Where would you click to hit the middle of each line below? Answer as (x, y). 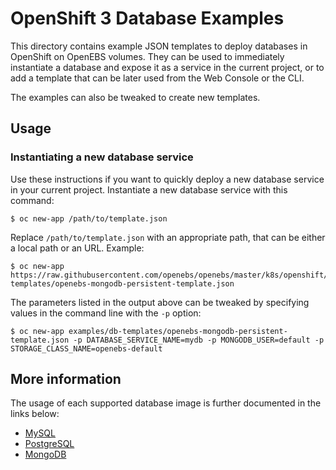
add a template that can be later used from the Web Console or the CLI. (157, 78)
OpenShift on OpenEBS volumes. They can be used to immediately (147, 56)
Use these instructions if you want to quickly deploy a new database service (167, 179)
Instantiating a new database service (102, 157)
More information (66, 379)
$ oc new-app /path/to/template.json (89, 218)
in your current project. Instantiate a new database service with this (149, 189)
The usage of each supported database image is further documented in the (166, 403)
